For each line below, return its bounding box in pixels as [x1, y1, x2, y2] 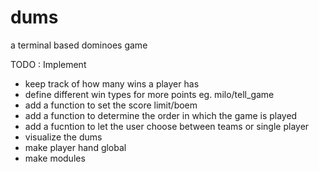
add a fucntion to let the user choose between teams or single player [24, 120, 310, 132]
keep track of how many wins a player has [24, 77, 200, 90]
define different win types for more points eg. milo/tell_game [24, 88, 275, 100]
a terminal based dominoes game [10, 39, 148, 51]
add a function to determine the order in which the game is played [24, 109, 298, 121]
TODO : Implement [10, 58, 87, 70]
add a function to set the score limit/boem [24, 99, 198, 111]
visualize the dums [24, 131, 103, 143]
